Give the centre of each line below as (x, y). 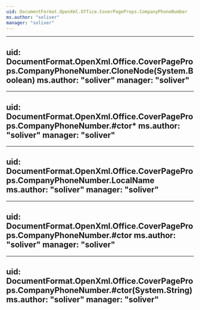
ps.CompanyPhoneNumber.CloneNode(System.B (100, 71)
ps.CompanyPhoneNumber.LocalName (80, 181)
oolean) (21, 80)
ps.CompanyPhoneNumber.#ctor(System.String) (99, 291)
